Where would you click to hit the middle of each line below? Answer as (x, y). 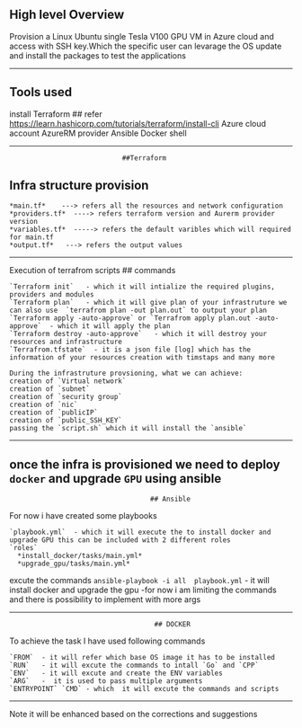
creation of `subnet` (50, 389)
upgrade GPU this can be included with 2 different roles (120, 540)
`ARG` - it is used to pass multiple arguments (106, 681)
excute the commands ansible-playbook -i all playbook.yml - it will (139, 581)
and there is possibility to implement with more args (105, 599)
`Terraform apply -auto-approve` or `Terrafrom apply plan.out (130, 318)
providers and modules (52, 295)
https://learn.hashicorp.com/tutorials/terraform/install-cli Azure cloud (138, 123)
